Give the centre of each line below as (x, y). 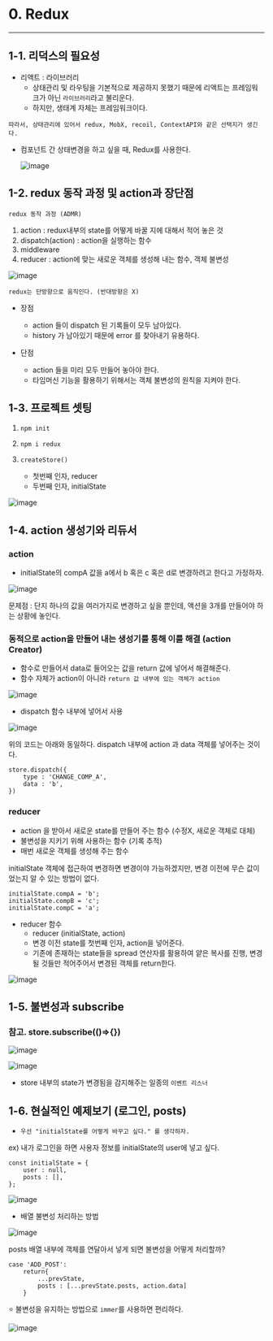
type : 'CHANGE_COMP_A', (65, 777)
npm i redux (40, 445)
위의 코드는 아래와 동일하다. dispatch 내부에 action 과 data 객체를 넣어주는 (127, 744)
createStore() (44, 460)
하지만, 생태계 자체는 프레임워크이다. (90, 107)
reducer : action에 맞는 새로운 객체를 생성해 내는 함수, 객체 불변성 (124, 259)
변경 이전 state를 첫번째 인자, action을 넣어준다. (108, 943)
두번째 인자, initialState (69, 486)
